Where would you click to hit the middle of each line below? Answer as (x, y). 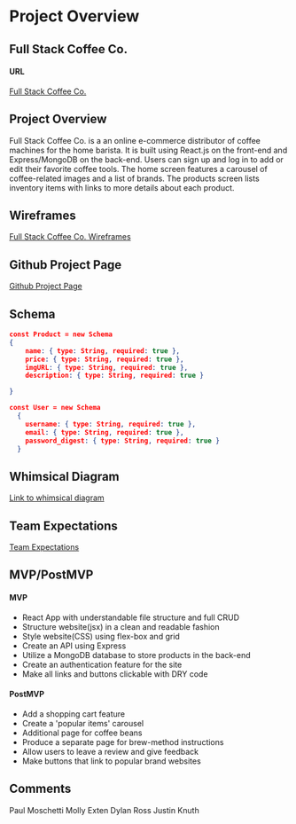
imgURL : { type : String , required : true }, (107, 367)
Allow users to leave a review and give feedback (110, 751)
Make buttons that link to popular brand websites (111, 761)
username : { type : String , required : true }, (111, 424)
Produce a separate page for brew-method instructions (123, 742)
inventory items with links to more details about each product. (122, 187)
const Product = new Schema (61, 334)
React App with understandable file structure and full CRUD (131, 617)
